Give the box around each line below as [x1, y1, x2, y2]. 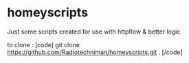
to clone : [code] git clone [7, 40, 80, 49]
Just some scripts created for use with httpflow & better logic [7, 27, 181, 36]
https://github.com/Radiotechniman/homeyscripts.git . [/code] [7, 48, 184, 56]
